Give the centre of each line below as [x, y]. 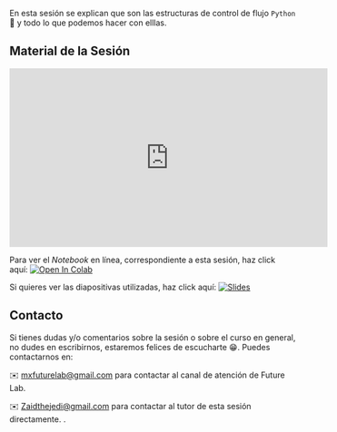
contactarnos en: [41, 357]
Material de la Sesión [70, 51]
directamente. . [38, 419]
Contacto [36, 315]
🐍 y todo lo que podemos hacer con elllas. [88, 23]
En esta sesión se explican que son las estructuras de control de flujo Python [153, 13]
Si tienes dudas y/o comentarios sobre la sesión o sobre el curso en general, [153, 337]
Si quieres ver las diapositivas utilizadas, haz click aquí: [113, 287]
